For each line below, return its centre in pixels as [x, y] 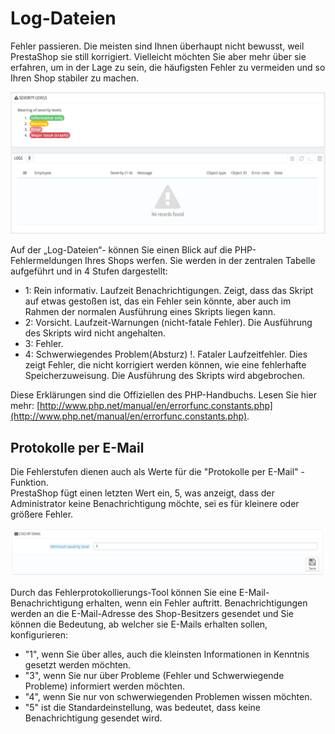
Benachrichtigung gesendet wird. [93, 718]
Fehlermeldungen [46, 261]
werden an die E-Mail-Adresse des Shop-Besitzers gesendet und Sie [152, 613]
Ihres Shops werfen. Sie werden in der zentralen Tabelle [200, 261]
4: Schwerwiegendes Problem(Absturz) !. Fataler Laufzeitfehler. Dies [166, 354]
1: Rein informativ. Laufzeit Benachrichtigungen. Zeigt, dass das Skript [169, 291]
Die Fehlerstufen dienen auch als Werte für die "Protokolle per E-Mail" [154, 472]
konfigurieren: [39, 634]
